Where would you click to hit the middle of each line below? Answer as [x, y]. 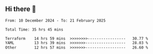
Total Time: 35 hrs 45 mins [34, 29]
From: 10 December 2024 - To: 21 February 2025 [56, 20]
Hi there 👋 [21, 9]
